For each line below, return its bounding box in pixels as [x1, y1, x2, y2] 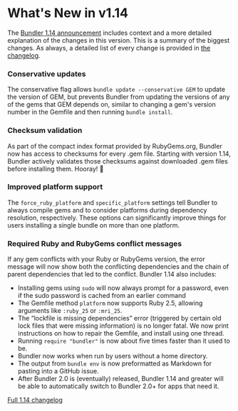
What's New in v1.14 [7, 5, 128, 21]
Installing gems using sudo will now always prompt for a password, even [17, 284, 229, 292]
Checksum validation [7, 126, 83, 136]
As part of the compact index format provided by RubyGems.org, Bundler [7, 142, 222, 150]
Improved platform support [7, 182, 103, 192]
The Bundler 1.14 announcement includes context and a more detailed [7, 28, 212, 37]
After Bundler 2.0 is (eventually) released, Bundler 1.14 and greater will [17, 375, 224, 383]
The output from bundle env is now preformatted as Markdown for [17, 359, 212, 368]
